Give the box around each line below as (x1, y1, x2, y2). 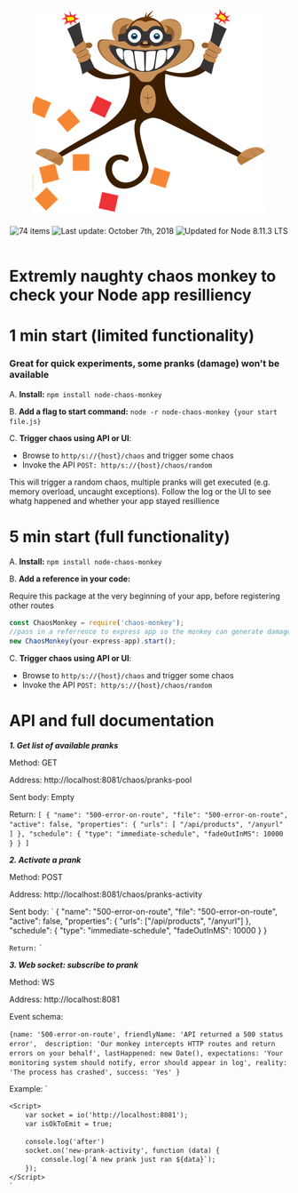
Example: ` (9, 1084, 48, 1094)
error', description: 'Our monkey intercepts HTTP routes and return (9, 1040, 276, 1049)
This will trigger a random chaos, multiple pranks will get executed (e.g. (9, 476, 271, 487)
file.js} (9, 417, 42, 426)
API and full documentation (9, 711, 215, 731)
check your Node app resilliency (9, 285, 252, 306)
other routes (9, 600, 55, 611)
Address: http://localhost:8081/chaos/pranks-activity (9, 889, 202, 900)
